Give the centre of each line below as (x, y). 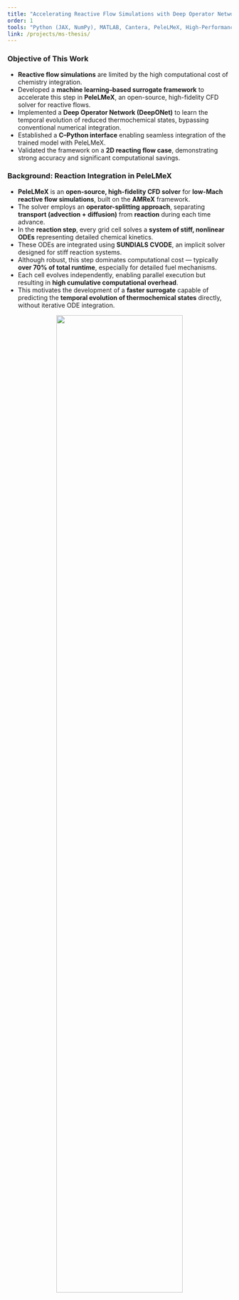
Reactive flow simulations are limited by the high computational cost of (123, 74)
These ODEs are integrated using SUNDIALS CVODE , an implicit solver (121, 244)
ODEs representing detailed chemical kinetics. (85, 237)
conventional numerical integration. (69, 127)
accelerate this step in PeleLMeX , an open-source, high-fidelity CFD (118, 97)
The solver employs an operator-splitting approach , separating (111, 207)
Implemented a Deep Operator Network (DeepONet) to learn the (113, 112)
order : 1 (20, 21)
